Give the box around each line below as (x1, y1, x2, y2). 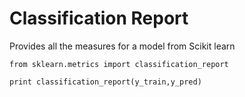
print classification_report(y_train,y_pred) (9, 77, 202, 87)
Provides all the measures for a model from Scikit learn (9, 40, 236, 52)
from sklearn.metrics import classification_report (9, 59, 229, 69)
